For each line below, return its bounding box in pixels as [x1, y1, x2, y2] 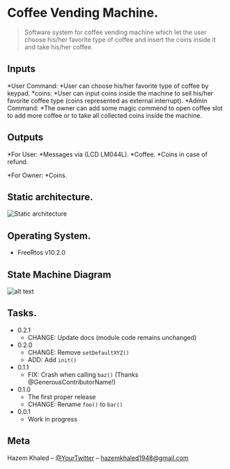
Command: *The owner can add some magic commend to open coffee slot [7, 103, 223, 112]
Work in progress [27, 415, 78, 423]
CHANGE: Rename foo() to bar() [27, 400, 123, 408]
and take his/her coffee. [24, 43, 93, 51]
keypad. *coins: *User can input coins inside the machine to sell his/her [7, 89, 214, 97]
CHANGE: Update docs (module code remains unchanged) [27, 333, 197, 341]
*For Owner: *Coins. [7, 171, 68, 179]
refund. [7, 157, 29, 165]
